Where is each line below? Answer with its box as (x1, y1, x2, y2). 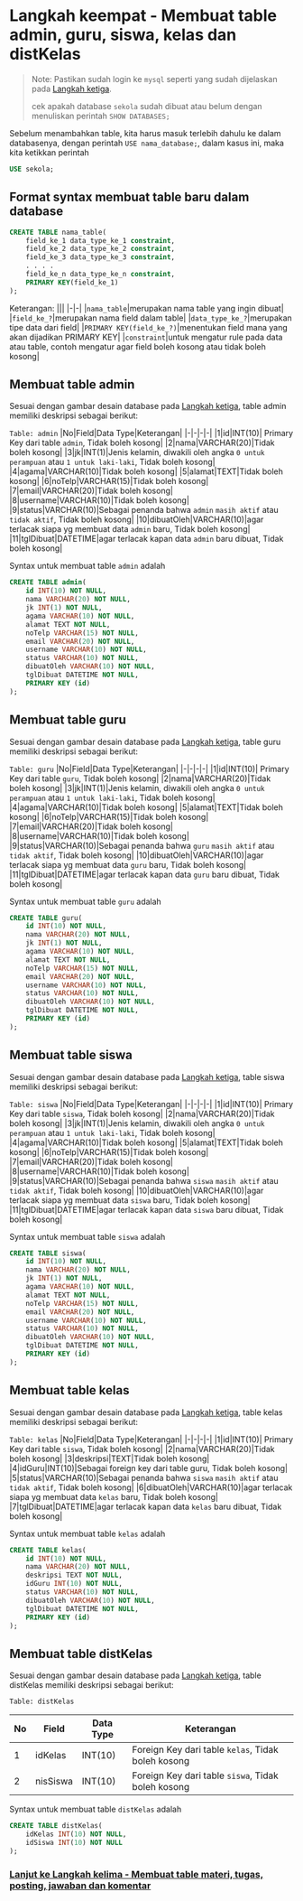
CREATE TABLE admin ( (9, 578, 87, 587)
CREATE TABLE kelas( (9, 1545, 87, 1554)
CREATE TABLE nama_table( (9, 228, 106, 237)
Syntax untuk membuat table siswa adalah (9, 1231, 166, 1242)
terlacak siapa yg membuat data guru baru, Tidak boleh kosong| (9, 859, 246, 870)
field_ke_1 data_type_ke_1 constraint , (25, 236, 176, 245)
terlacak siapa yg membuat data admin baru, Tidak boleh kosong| (9, 524, 251, 535)
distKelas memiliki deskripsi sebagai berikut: (9, 1680, 174, 1691)
